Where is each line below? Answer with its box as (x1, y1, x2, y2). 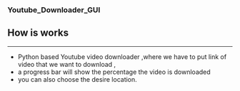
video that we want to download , (17, 60, 116, 68)
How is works (7, 27, 69, 39)
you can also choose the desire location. (17, 75, 137, 83)
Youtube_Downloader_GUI (7, 5, 101, 15)
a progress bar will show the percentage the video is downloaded (17, 68, 211, 76)
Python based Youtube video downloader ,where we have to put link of (17, 52, 227, 61)
